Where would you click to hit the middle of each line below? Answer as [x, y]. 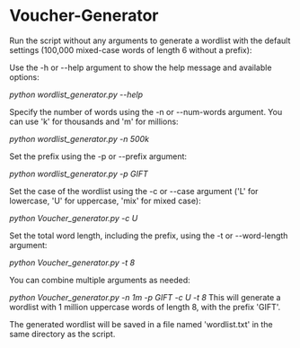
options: [25, 76]
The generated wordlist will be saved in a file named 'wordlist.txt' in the [141, 324]
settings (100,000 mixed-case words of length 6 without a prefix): [131, 49]
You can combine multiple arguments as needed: [100, 280]
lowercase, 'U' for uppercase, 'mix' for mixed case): [105, 201]
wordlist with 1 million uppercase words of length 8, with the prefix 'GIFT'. [145, 307]
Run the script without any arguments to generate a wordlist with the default [150, 40]
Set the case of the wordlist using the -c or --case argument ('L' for [134, 191]
